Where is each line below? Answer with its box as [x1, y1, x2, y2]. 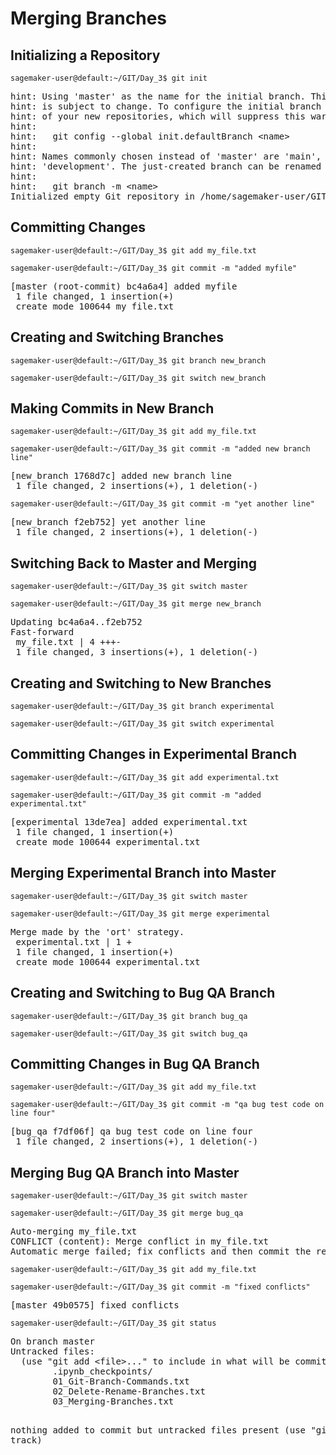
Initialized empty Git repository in [10, 191, 196, 202]
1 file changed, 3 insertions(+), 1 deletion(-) [15, 647, 259, 658]
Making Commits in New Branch [10, 400, 215, 417]
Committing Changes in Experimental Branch [10, 746, 297, 763]
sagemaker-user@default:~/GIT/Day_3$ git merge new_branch [10, 599, 262, 609]
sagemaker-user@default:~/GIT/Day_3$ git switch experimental [10, 719, 275, 729]
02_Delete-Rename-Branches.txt [52, 1386, 206, 1397]
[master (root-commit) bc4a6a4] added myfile [10, 280, 238, 292]
